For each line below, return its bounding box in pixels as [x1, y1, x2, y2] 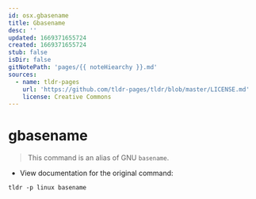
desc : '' [8, 26, 37, 34]
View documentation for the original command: [19, 168, 174, 178]
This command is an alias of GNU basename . [27, 153, 170, 163]
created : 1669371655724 [8, 41, 87, 49]
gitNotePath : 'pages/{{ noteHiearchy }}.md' [8, 63, 158, 71]
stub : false [8, 48, 48, 56]
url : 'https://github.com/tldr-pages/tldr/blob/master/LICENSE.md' [22, 85, 250, 94]
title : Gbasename [8, 19, 66, 27]
